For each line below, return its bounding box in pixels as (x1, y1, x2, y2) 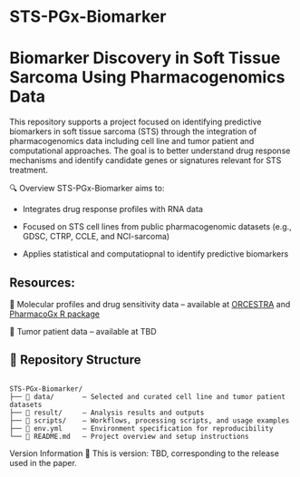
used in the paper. (9, 457, 77, 468)
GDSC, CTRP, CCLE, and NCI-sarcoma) (22, 231, 170, 242)
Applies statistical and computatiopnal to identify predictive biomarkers (22, 248, 289, 259)
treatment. (9, 165, 48, 176)
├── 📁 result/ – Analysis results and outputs (9, 408, 205, 417)
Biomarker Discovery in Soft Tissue (9, 48, 281, 69)
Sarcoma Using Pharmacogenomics (9, 67, 285, 88)
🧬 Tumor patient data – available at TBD (9, 326, 157, 336)
